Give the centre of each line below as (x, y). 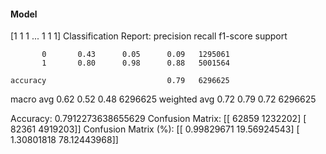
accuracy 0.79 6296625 (120, 81)
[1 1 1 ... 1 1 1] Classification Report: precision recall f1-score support (149, 36)
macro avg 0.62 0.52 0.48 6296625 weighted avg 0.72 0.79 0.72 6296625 (163, 99)
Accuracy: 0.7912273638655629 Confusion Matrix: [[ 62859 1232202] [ (158, 119)
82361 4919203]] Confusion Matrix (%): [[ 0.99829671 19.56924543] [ (155, 129)
